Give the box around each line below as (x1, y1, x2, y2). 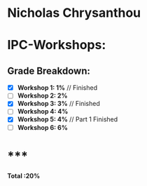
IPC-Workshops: (7, 37, 106, 53)
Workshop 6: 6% (17, 123, 68, 131)
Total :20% (7, 171, 41, 180)
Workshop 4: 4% (17, 107, 69, 116)
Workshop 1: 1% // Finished (17, 84, 98, 92)
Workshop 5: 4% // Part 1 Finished (17, 115, 118, 124)
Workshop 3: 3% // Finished (17, 100, 100, 108)
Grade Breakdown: (7, 65, 91, 77)
